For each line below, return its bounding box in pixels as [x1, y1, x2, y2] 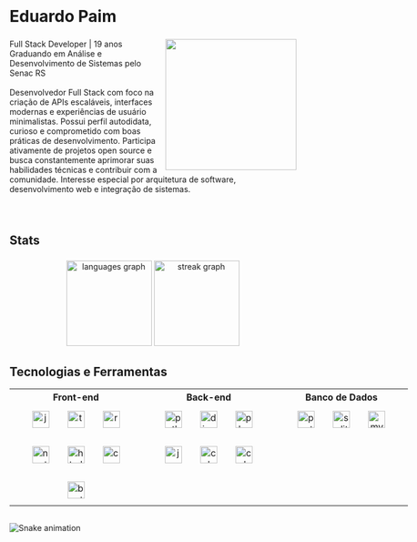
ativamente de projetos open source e [9, 145, 152, 156]
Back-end [186, 391, 232, 404]
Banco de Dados [304, 391, 378, 404]
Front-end [53, 391, 100, 404]
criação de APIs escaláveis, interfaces [9, 97, 153, 107]
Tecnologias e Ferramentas [9, 363, 168, 379]
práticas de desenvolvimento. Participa [9, 136, 157, 147]
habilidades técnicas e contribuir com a [9, 165, 158, 176]
